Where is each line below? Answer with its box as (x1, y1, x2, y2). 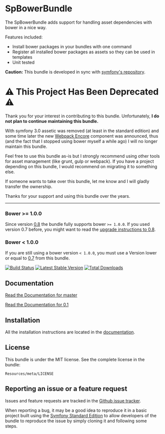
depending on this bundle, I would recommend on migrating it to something (5, 163, 158, 169)
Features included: (5, 34, 43, 40)
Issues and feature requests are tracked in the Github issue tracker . (5, 398, 141, 403)
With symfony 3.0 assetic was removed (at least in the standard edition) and (5, 128, 159, 134)
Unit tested (12, 59, 35, 65)
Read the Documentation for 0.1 (5, 302, 69, 308)
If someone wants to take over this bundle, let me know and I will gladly (5, 178, 150, 184)
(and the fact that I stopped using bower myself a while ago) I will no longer (5, 138, 158, 144)
